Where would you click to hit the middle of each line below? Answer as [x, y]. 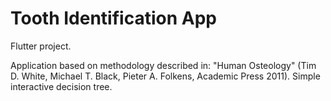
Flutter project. [41, 46]
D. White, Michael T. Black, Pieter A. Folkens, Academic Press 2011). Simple [165, 76]
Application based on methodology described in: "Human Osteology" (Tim [163, 65]
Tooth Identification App [113, 18]
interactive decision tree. [61, 86]
